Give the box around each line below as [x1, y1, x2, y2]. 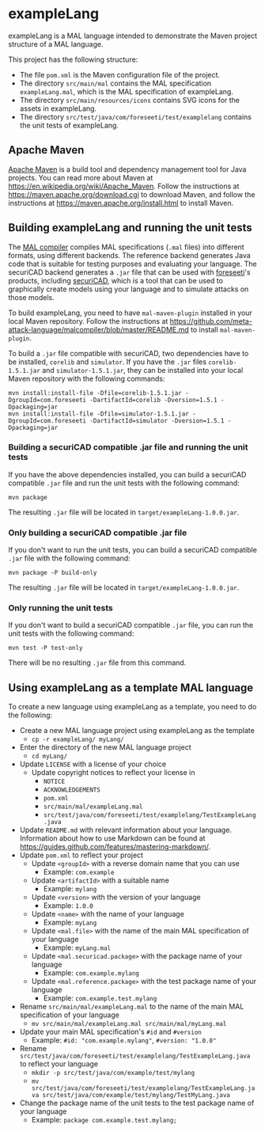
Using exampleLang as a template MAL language [8, 681, 254, 694]
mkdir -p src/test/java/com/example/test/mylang [31, 1069, 195, 1077]
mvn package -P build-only [8, 569, 97, 577]
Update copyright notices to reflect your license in [31, 768, 195, 777]
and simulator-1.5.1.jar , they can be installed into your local [42, 365, 244, 374]
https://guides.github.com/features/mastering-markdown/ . [19, 842, 211, 852]
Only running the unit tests [8, 602, 113, 613]
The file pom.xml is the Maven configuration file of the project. [19, 70, 220, 79]
